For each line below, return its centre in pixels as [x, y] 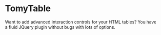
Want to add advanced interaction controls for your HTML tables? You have [81, 22]
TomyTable [28, 9]
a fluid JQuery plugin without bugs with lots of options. [60, 27]
